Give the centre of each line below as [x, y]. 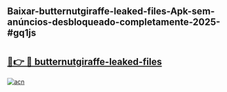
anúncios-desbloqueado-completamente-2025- [114, 22]
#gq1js [22, 33]
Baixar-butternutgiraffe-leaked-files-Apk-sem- [111, 11]
